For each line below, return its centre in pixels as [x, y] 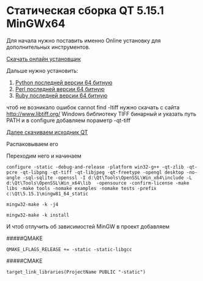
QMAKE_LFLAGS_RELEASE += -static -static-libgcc [69, 249]
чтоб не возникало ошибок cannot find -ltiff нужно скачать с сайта [93, 107]
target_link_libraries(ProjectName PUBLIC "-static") [76, 272]
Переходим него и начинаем [44, 156]
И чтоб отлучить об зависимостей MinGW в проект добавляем [88, 226]
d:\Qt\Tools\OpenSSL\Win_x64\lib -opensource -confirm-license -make [98, 183]
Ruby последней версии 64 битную [61, 95]
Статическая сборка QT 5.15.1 [85, 11]
